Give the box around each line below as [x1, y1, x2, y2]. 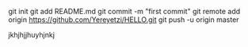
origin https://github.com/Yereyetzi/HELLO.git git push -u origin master [8, 15, 239, 24]
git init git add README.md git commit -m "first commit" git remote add [8, 7, 241, 16]
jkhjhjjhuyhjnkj [8, 31, 55, 39]
